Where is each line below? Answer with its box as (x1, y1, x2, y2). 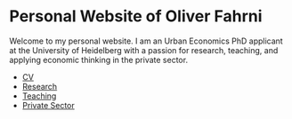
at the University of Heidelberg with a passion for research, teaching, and (9, 44, 279, 55)
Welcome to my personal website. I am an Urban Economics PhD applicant (9, 36, 283, 46)
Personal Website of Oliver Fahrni (9, 6, 263, 27)
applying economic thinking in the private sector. (9, 54, 189, 65)
